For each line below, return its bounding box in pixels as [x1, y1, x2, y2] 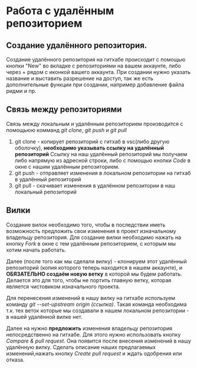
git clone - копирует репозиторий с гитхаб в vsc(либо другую [14, 138, 170, 145]
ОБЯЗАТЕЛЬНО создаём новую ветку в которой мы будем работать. [6, 270, 182, 277]
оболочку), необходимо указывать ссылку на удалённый [14, 144, 164, 151]
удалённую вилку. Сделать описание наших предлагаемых [6, 343, 156, 350]
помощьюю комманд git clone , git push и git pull [6, 126, 127, 134]
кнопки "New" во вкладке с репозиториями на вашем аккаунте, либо [6, 62, 181, 69]
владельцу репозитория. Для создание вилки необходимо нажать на [6, 234, 182, 241]
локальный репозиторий [14, 188, 77, 195]
